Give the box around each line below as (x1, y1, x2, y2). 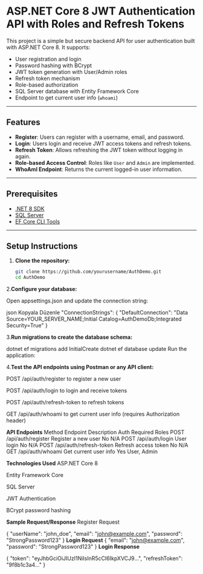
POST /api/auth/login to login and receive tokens (6, 387, 127, 395)
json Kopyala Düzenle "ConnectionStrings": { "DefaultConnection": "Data (6, 309, 188, 316)
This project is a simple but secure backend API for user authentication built (6, 37, 195, 44)
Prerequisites (6, 189, 58, 199)
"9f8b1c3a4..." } (6, 561, 46, 569)
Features (6, 117, 40, 128)
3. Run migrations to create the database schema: (6, 333, 133, 341)
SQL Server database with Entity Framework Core (14, 87, 139, 95)
